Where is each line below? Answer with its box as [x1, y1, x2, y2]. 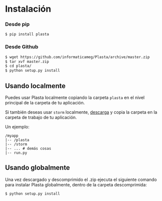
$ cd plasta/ [5, 63, 32, 69]
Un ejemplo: [5, 123, 29, 130]
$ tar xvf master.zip [5, 59, 49, 64]
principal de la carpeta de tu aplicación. [5, 100, 85, 105]
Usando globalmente [5, 163, 70, 172]
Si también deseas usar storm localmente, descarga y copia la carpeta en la [5, 109, 158, 115]
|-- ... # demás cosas [5, 146, 51, 151]
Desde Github [5, 43, 39, 50]
